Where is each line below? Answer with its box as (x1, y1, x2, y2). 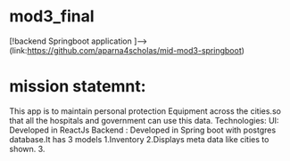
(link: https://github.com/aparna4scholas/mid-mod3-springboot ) (9, 44, 245, 55)
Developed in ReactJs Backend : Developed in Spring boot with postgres (9, 125, 277, 135)
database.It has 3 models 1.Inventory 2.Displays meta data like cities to (9, 133, 269, 144)
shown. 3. (9, 143, 46, 154)
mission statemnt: (9, 76, 146, 97)
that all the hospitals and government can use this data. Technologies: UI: (9, 115, 279, 125)
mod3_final (9, 6, 95, 27)
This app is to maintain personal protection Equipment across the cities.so (9, 105, 281, 117)
